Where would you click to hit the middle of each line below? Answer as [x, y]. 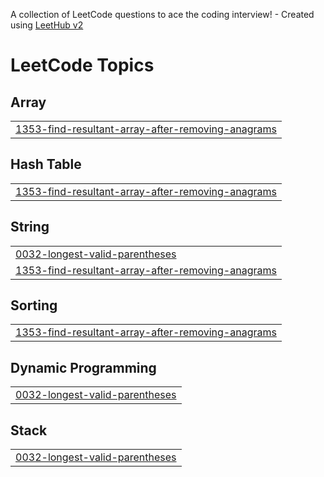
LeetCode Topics [82, 65]
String [30, 227]
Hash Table [46, 164]
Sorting [34, 305]
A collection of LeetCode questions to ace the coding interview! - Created [162, 14]
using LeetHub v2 [47, 25]
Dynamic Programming [83, 367]
